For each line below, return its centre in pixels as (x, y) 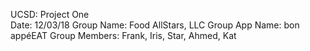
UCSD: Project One (50, 14)
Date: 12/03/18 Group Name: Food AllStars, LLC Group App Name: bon (155, 25)
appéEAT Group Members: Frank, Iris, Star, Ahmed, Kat (123, 35)
